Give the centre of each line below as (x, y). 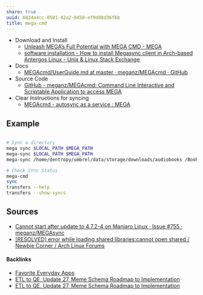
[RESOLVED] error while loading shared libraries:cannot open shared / (102, 239)
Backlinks (19, 259)
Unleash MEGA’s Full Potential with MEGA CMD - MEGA (93, 47)
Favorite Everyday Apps (45, 273)
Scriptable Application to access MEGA (73, 92)
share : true (21, 12)
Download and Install (41, 41)
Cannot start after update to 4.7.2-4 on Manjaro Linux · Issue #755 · (99, 226)
